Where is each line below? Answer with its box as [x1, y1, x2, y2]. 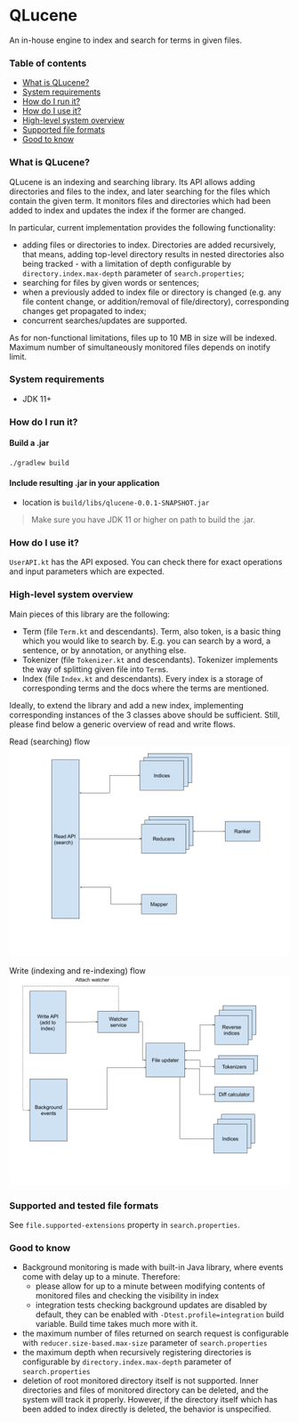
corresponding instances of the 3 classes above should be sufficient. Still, [9, 709, 280, 720]
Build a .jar [9, 438, 50, 449]
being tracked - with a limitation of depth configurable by [21, 258, 231, 269]
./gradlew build [9, 458, 69, 467]
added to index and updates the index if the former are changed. [9, 205, 246, 215]
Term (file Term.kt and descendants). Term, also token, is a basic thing [21, 626, 281, 636]
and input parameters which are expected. [9, 566, 165, 577]
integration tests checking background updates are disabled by [35, 1300, 268, 1311]
